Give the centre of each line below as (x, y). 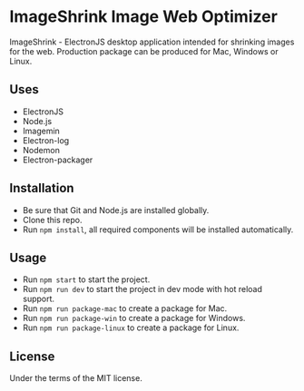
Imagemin (41, 131)
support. (39, 299)
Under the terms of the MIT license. (76, 378)
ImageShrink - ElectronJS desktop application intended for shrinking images (152, 42)
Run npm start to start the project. (86, 279)
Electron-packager (58, 160)
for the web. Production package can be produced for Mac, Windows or (144, 51)
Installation (42, 188)
